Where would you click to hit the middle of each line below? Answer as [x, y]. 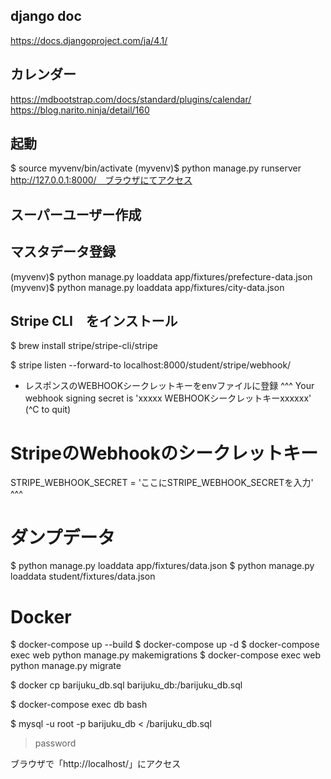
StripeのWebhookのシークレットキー [164, 453]
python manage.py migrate [66, 666]
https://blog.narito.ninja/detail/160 [80, 110]
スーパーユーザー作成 [76, 214]
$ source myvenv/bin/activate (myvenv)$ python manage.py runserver [156, 168]
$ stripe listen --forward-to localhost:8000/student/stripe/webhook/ [151, 365]
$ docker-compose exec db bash [79, 705]
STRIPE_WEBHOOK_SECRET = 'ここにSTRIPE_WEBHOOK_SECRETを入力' [162, 483]
